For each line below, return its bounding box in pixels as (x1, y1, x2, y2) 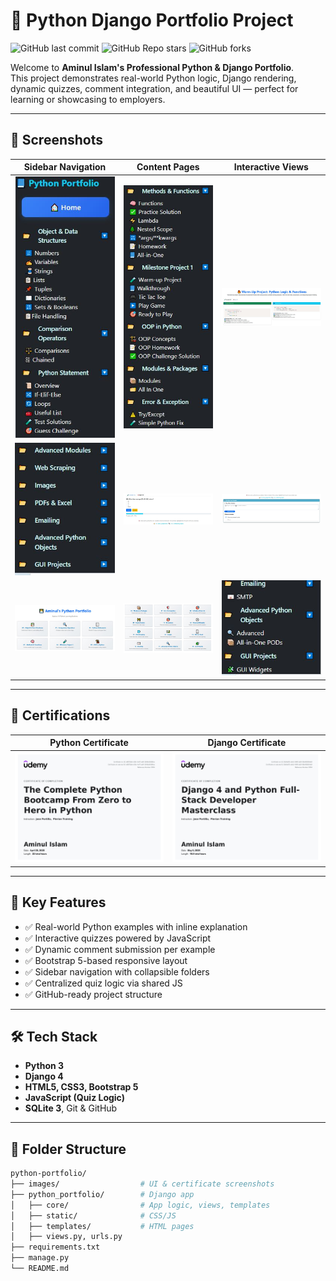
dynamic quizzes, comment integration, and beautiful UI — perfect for (10, 82, 299, 94)
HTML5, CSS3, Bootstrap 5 (24, 1081, 139, 1093)
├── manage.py (10, 1253, 70, 1263)
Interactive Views (233, 161, 309, 173)
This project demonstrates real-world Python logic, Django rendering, (10, 72, 297, 84)
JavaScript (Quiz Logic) (24, 1092, 125, 1104)
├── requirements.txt (10, 1242, 101, 1253)
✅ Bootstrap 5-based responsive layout (24, 954, 188, 966)
